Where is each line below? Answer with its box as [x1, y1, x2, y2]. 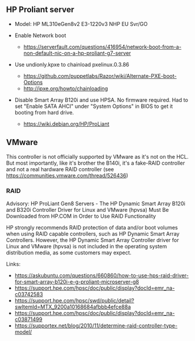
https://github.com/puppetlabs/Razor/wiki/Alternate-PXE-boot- [23, 72, 177, 79]
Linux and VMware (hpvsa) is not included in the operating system [6, 242, 167, 250]
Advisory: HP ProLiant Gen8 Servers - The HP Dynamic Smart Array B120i [6, 200, 186, 207]
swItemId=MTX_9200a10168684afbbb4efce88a [14, 303, 131, 310]
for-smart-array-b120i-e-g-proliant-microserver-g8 [14, 278, 140, 285]
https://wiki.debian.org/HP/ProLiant [23, 120, 110, 127]
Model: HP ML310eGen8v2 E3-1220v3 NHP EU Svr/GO [14, 20, 148, 27]
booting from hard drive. [14, 109, 74, 116]
